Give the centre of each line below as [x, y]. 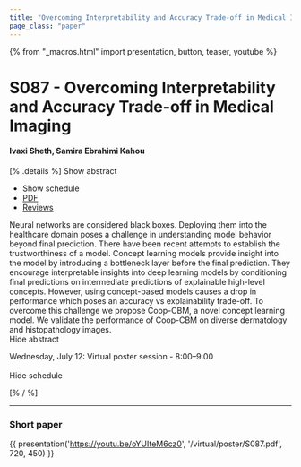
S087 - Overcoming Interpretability [142, 87]
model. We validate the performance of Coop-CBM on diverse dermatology [148, 320]
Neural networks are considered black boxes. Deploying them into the [138, 224]
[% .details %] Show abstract [63, 170]
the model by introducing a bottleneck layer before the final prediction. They [150, 263]
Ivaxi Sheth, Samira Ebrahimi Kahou [77, 151]
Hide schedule [36, 375]
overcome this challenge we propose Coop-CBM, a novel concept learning [147, 310]
